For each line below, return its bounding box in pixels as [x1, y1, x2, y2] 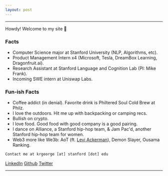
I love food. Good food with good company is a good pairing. [12, 121, 138, 127]
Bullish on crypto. [12, 116, 49, 122]
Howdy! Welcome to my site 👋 [5, 25, 67, 31]
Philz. [12, 105, 24, 111]
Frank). [12, 70, 27, 76]
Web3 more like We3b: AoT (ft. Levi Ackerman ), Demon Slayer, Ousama [12, 137, 160, 143]
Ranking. [12, 142, 31, 148]
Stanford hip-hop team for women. [12, 132, 84, 138]
